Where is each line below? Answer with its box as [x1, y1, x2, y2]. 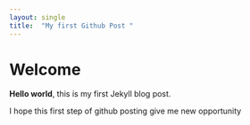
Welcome [9, 59, 81, 80]
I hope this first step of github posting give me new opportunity [9, 105, 242, 116]
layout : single [9, 12, 66, 22]
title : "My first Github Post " [9, 21, 134, 30]
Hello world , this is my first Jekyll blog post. [9, 89, 171, 99]
